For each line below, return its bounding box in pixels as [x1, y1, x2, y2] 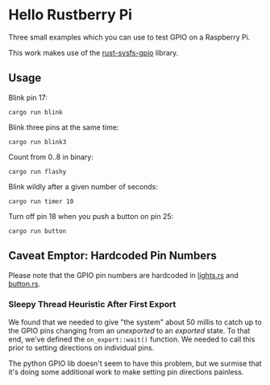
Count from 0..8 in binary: [8, 151, 94, 162]
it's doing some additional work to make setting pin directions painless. [8, 366, 244, 376]
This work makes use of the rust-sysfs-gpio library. [8, 48, 179, 57]
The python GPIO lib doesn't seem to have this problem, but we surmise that [8, 358, 262, 368]
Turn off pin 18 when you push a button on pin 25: [8, 211, 174, 221]
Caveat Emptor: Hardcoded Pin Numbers [8, 249, 218, 263]
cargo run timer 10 [8, 197, 74, 205]
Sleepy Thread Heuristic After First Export [8, 299, 177, 310]
